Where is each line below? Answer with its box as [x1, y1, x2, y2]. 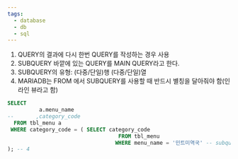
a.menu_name [38, 107, 74, 114]
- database [13, 17, 46, 24]
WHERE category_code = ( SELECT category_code [10, 126, 151, 133]
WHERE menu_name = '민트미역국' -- [115, 139, 212, 146]
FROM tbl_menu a [13, 119, 62, 126]
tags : [7, 10, 23, 18]
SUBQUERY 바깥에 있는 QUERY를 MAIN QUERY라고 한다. [17, 59, 180, 68]
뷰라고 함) [30, 86, 59, 94]
